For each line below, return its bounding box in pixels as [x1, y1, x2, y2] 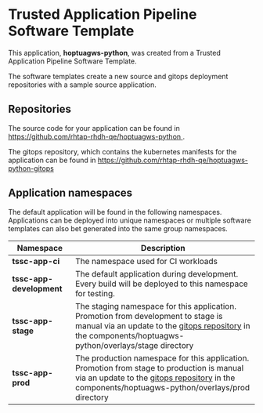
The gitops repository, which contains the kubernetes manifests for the [8, 147, 237, 156]
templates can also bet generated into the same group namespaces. [8, 223, 229, 233]
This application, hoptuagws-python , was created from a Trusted [8, 48, 221, 57]
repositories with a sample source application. [8, 80, 157, 89]
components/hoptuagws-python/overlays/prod [75, 382, 250, 393]
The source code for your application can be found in [8, 123, 180, 132]
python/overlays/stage [75, 339, 159, 350]
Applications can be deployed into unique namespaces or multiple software [8, 216, 252, 225]
